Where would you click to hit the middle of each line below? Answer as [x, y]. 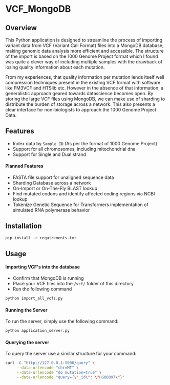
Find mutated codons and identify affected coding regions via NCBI [84, 194]
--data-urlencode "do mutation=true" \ [59, 373]
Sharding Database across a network [52, 183]
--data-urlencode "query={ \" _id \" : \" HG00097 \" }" [71, 377]
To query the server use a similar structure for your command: [71, 354]
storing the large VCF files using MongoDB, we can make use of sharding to [85, 99]
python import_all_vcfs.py [34, 299]
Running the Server [26, 310]
